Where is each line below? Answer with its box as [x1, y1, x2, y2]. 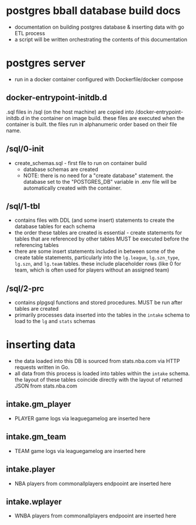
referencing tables [14, 242, 59, 249]
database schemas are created [23, 166, 98, 173]
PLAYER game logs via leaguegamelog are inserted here [14, 414, 150, 422]
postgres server [6, 57, 86, 70]
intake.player [6, 464, 56, 475]
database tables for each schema [14, 223, 95, 230]
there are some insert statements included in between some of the [14, 248, 176, 255]
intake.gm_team [6, 432, 66, 442]
